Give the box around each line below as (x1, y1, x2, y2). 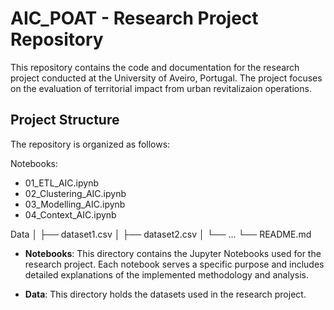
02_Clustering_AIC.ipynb (24, 187, 127, 199)
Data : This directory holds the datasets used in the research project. (24, 288, 307, 300)
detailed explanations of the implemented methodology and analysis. (24, 268, 309, 281)
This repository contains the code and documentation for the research (10, 61, 300, 73)
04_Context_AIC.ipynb (24, 208, 117, 221)
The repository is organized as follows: (10, 138, 171, 150)
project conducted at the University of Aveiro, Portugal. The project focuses (10, 72, 323, 84)
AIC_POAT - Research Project (10, 7, 259, 30)
